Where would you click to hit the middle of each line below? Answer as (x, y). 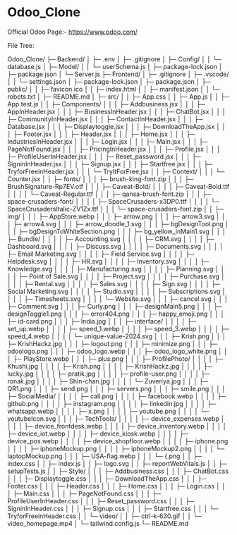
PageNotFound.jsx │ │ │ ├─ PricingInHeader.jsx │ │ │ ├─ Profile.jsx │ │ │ (114, 149)
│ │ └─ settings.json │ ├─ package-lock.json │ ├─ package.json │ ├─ (109, 81)
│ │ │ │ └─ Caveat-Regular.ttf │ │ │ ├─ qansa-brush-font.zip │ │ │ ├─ (109, 194)
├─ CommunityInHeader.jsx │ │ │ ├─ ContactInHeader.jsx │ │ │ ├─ (105, 119)
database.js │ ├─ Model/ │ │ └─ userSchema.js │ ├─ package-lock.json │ (115, 66)
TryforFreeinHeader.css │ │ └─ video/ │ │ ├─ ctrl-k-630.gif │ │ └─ (105, 516)
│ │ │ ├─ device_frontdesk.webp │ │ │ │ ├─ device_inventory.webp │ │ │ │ (117, 426)
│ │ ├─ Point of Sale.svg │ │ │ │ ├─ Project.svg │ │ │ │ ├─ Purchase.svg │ (116, 276)
